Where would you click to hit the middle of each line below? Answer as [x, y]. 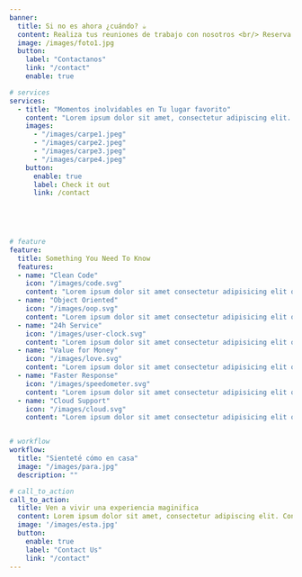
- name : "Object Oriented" [68, 301]
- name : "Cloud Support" [64, 401]
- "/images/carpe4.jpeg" [80, 159]
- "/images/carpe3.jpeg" [80, 151]
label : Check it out [71, 185]
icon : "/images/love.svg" [74, 359]
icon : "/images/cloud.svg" [76, 409]
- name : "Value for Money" [68, 351]
